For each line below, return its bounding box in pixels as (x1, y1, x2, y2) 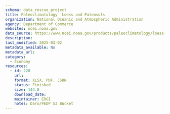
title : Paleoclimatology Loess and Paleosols (5, 12, 105, 17)
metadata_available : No (5, 45, 56, 50)
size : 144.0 (14, 87, 39, 92)
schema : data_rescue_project (5, 7, 67, 13)
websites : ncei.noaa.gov (5, 26, 58, 31)
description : (5, 36, 33, 41)
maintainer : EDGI (14, 96, 51, 101)
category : (5, 54, 26, 60)
